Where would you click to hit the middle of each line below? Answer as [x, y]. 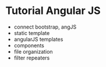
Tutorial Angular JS [53, 11]
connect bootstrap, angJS [45, 27]
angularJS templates [38, 39]
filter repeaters [32, 58]
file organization [33, 51]
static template [32, 33]
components [29, 45]
